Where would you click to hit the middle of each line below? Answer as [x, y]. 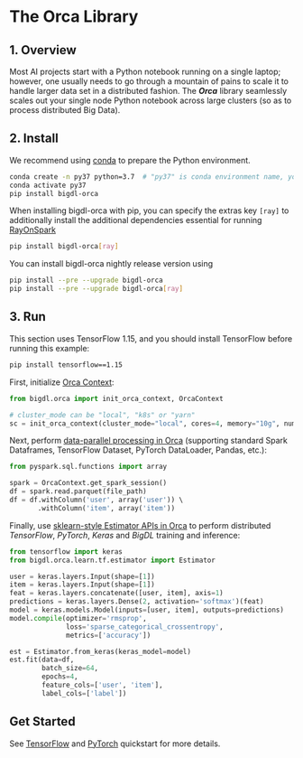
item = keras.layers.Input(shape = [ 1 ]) [82, 585]
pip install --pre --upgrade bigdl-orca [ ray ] [96, 289]
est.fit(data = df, [42, 660]
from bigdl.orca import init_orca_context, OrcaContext [116, 398]
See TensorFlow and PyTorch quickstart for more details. [115, 744]
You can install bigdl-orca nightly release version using [111, 264]
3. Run [28, 317]
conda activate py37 [48, 185]
